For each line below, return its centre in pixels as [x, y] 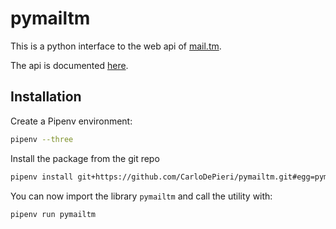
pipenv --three [42, 139]
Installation [46, 97]
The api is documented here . [69, 65]
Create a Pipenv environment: [71, 121]
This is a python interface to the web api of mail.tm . [116, 46]
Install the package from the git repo [85, 158]
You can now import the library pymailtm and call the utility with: [141, 196]
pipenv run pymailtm [53, 214]
